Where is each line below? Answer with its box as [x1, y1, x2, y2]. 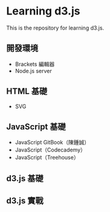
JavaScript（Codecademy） [15, 146, 86, 153]
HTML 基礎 [6, 86, 48, 97]
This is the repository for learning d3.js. [6, 24, 105, 31]
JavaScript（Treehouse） [15, 154, 80, 161]
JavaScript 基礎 [6, 121, 66, 132]
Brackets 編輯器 [15, 60, 55, 68]
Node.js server [15, 67, 53, 74]
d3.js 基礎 [6, 173, 44, 184]
